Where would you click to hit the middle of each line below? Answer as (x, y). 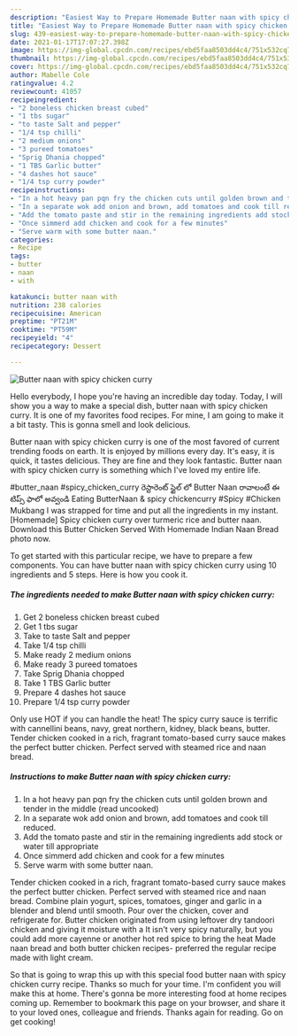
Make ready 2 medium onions (77, 654)
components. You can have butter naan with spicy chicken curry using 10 (143, 565)
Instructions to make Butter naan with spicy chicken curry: (121, 777)
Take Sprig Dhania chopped (73, 673)
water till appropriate (61, 846)
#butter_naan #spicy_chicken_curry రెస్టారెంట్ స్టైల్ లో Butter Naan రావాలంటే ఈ (145, 487)
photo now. (31, 538)
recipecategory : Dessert (56, 346)
